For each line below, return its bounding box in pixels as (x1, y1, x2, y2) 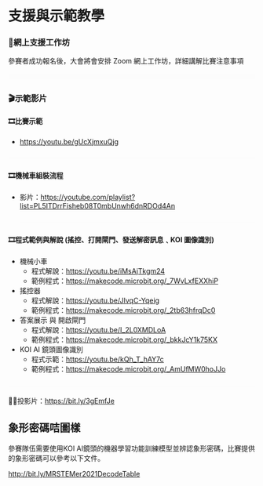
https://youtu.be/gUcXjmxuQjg (19, 136, 119, 146)
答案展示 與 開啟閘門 (19, 315, 86, 325)
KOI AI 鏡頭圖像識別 (19, 345, 84, 354)
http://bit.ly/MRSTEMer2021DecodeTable (8, 469, 141, 478)
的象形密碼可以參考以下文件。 (8, 453, 104, 462)
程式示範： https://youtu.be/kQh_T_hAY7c (31, 354, 165, 364)
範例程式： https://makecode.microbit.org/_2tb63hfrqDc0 (31, 306, 216, 315)
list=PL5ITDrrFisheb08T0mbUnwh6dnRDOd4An (19, 201, 175, 210)
